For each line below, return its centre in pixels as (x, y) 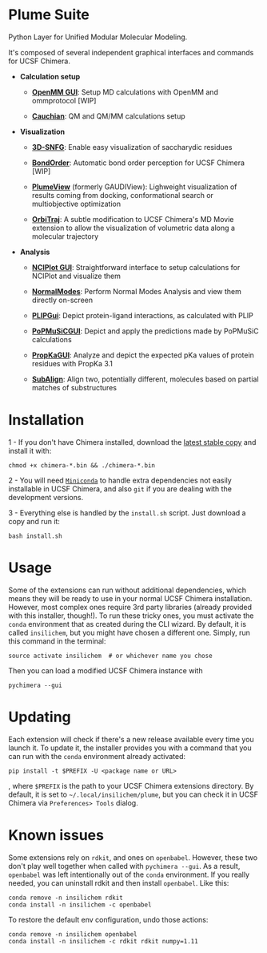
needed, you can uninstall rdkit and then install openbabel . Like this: (119, 882)
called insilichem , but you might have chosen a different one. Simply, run (129, 632)
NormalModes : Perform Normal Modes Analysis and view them (137, 291)
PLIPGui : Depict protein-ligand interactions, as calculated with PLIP (142, 315)
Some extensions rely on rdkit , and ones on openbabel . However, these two (133, 857)
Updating (40, 717)
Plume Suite (49, 15)
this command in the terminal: (57, 641)
